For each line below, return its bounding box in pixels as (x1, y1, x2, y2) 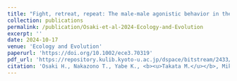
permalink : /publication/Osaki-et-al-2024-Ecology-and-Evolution (7, 23, 203, 30)
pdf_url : (7, 56, 33, 63)
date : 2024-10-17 (7, 37, 59, 44)
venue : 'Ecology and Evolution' (7, 43, 102, 50)
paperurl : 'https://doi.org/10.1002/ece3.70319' (7, 50, 153, 57)
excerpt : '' (7, 30, 42, 37)
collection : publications (7, 17, 83, 24)
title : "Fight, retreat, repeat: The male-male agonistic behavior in (7, 10, 219, 18)
